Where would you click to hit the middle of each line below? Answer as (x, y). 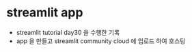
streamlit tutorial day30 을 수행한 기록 (68, 32)
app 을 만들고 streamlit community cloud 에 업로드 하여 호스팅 (101, 41)
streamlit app (45, 13)
